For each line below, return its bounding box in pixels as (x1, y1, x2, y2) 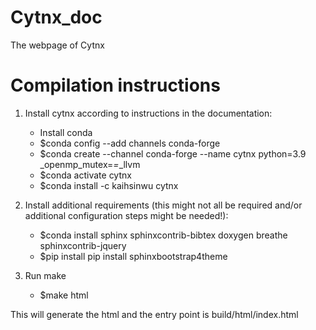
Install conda (39, 126, 93, 138)
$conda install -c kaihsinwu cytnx (39, 179, 179, 191)
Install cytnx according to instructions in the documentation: (24, 107, 273, 119)
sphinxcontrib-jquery (39, 239, 127, 251)
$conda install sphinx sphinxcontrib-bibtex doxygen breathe (39, 229, 288, 241)
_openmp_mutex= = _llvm (39, 158, 141, 170)
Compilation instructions (10, 74, 221, 97)
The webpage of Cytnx (10, 39, 105, 51)
